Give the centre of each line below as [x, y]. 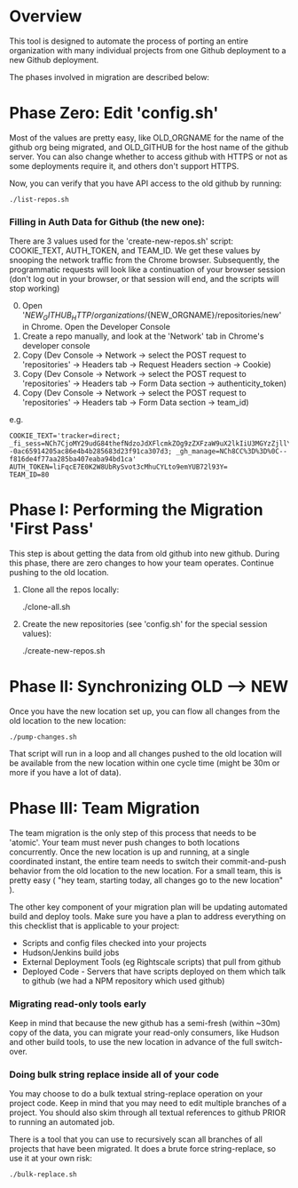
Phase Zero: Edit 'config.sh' [114, 113]
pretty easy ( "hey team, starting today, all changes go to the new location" [146, 880]
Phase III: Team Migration [105, 809]
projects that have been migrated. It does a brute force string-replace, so [143, 1149]
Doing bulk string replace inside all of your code [114, 1075]
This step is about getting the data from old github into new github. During [145, 553]
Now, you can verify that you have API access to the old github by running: [145, 183]
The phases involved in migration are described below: [110, 76]
